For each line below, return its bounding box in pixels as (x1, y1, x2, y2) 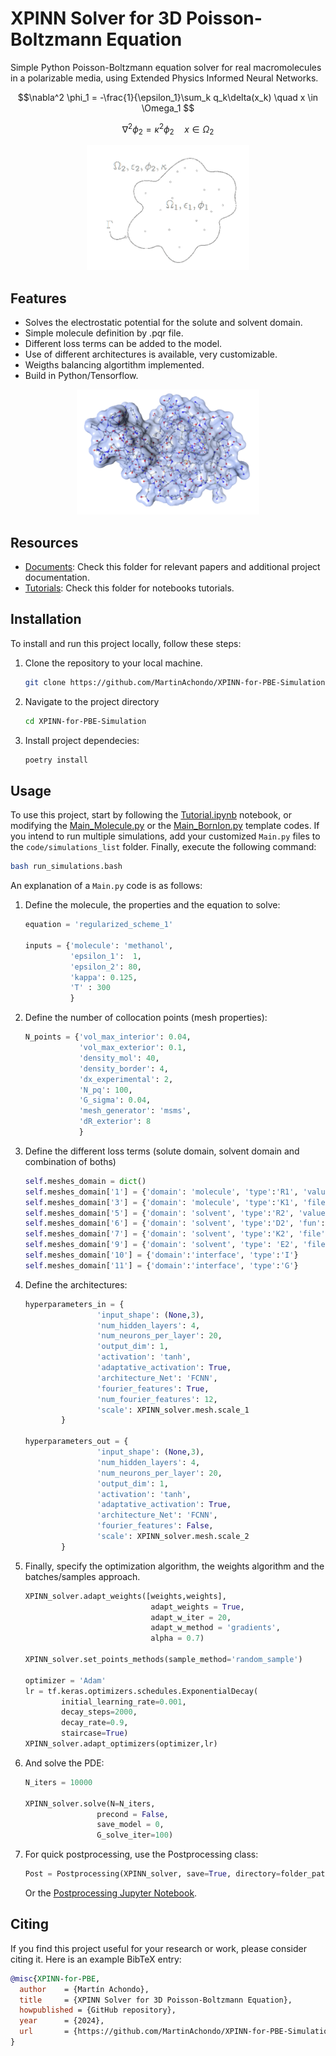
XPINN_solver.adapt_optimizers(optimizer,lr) (24, 1739, 218, 1749)
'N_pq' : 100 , (78, 1085, 133, 1095)
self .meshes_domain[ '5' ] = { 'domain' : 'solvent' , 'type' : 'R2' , (24, 1208, 295, 1218)
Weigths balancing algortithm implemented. (24, 359, 205, 371)
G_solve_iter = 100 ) (96, 1830, 174, 1841)
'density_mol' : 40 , (78, 1053, 160, 1063)
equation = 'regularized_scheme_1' (24, 920, 174, 930)
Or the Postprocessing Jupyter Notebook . (24, 1887, 198, 1899)
